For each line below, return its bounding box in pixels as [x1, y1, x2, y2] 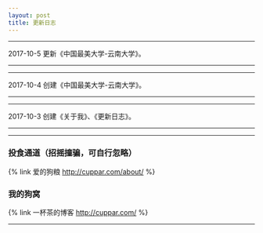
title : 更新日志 [8, 19, 56, 27]
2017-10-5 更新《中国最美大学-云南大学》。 [8, 49, 146, 58]
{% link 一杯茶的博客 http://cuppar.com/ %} [8, 208, 149, 217]
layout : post [8, 11, 51, 20]
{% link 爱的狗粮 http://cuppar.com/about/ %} [8, 166, 156, 177]
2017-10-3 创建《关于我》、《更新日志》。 [8, 111, 135, 121]
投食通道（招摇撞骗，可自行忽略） [8, 147, 137, 158]
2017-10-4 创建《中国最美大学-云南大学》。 [8, 80, 146, 89]
